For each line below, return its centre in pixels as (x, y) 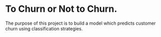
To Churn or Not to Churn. (61, 9)
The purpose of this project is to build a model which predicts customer (80, 23)
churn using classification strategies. (44, 28)
